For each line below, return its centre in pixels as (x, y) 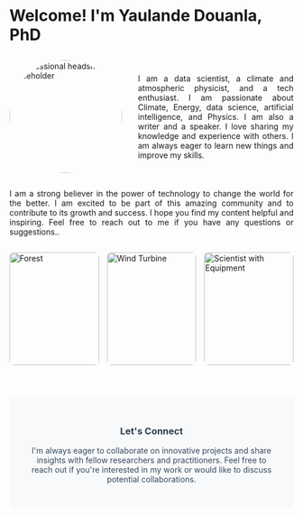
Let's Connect (151, 431)
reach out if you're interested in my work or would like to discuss (151, 470)
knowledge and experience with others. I (216, 135)
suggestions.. (35, 232)
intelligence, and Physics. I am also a (216, 116)
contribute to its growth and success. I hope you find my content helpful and (151, 213)
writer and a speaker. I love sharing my (216, 126)
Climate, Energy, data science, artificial (216, 107)
